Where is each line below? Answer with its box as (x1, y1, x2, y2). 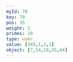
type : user (6, 36, 33, 42)
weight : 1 (6, 25, 31, 31)
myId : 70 (6, 8, 28, 15)
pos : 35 (6, 19, 26, 25)
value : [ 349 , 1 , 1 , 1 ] (6, 42, 55, 48)
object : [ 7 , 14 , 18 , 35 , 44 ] (6, 47, 68, 53)
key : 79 (6, 14, 26, 20)
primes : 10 (6, 31, 33, 37)
